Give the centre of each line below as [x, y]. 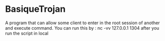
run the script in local [27, 33]
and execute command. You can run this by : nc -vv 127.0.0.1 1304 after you [82, 28]
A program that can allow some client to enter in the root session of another [82, 23]
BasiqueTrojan [35, 9]
